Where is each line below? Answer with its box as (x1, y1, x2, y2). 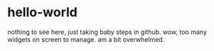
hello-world (7, 4, 78, 21)
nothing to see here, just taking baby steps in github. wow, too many (7, 28, 208, 36)
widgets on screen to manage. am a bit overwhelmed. (7, 35, 165, 43)
